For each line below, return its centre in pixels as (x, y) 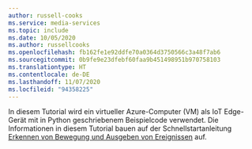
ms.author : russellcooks (49, 45)
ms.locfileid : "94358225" (51, 89)
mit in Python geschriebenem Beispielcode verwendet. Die (123, 120)
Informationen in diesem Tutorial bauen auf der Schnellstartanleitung (120, 128)
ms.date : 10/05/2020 (42, 38)
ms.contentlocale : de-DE (49, 74)
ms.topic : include (38, 30)
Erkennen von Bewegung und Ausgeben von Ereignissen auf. (107, 137)
